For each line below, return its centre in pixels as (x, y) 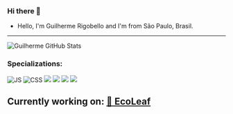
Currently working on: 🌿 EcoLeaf (79, 101)
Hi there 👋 (24, 11)
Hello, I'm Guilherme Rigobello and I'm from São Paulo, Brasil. (105, 26)
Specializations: (35, 64)
